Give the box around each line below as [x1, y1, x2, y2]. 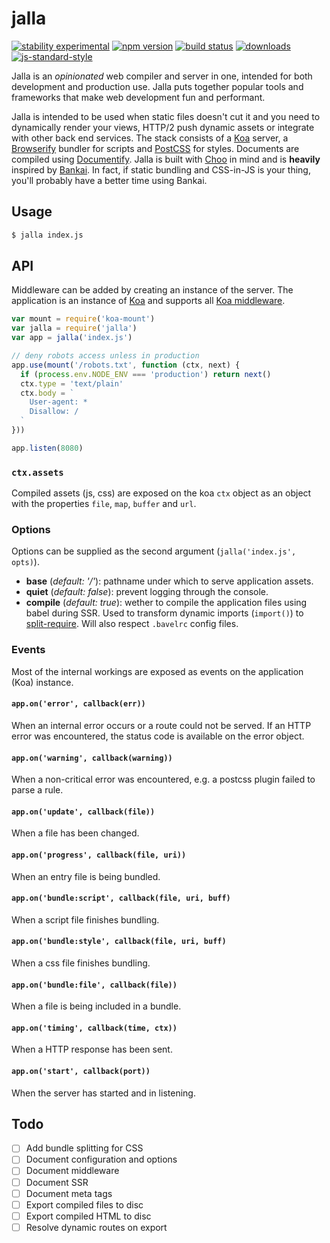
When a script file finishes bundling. [11, 913, 160, 926]
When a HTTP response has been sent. [11, 1043, 173, 1056]
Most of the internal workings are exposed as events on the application [11, 665, 304, 677]
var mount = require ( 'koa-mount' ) [11, 314, 156, 324]
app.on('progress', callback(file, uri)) [11, 850, 187, 860]
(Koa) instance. [11, 676, 74, 688]
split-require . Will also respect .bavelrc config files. [25, 618, 239, 630]
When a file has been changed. [11, 827, 140, 839]
